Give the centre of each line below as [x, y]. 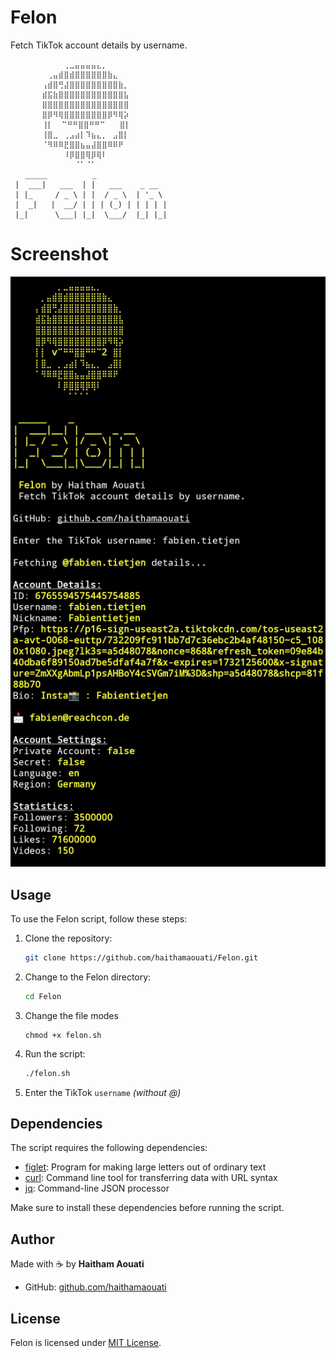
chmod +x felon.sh [63, 1035]
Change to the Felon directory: [88, 977]
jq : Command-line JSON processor [97, 1188]
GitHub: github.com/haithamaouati [95, 1287]
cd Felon [43, 996]
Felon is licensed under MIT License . [86, 1343]
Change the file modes [71, 1015]
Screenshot [59, 254]
